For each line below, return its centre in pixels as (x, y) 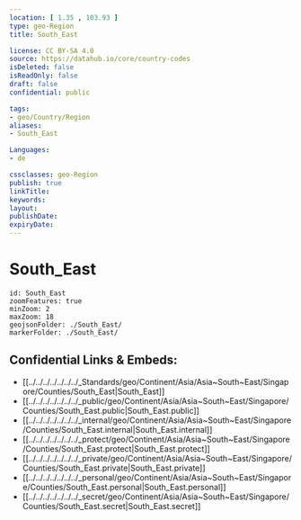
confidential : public (50, 92)
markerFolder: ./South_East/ (64, 332)
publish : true (36, 183)
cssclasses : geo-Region (54, 175)
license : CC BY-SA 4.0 (52, 50)
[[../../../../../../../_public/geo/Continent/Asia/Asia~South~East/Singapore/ (155, 400)
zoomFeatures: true (46, 301)
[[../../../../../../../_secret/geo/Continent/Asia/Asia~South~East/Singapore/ (156, 497)
